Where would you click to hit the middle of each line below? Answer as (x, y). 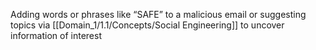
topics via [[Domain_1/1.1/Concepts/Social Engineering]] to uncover (147, 25)
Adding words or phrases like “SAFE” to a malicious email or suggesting (158, 14)
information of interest (56, 35)
